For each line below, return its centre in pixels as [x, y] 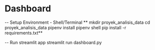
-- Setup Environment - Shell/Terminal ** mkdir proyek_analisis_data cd [77, 22]
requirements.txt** [24, 33]
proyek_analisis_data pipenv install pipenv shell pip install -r [66, 27]
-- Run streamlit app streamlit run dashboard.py [53, 42]
